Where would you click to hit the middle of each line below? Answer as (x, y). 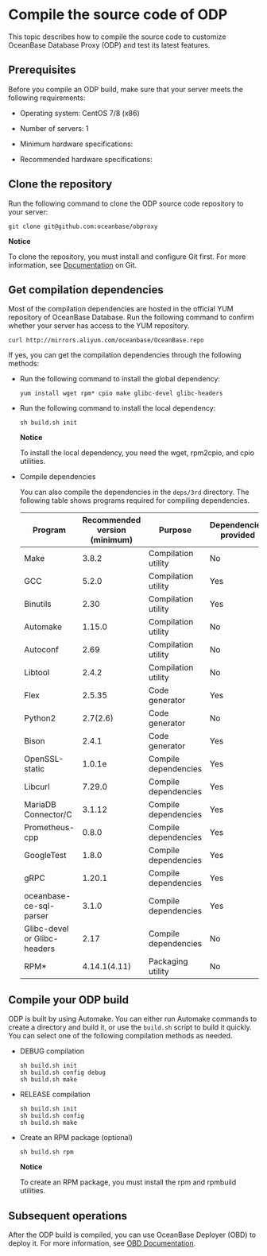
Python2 (40, 718)
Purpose (175, 530)
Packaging (168, 961)
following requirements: (47, 98)
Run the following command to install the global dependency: (120, 379)
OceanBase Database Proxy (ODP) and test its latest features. (109, 44)
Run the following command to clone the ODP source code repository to (126, 203)
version (111, 530)
